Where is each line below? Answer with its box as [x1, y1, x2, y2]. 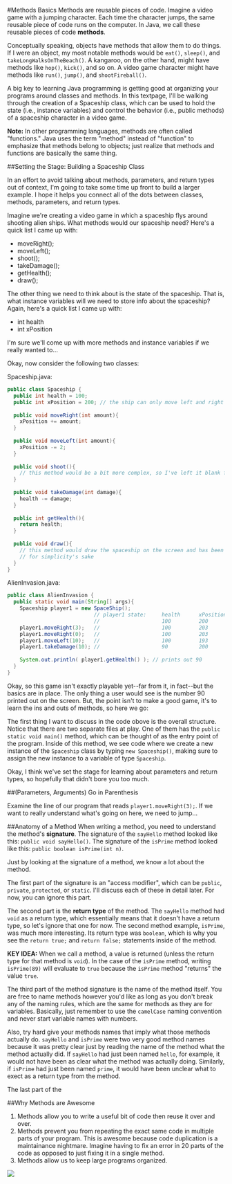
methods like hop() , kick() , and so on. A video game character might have [7, 64, 220, 71]
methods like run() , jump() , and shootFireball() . [7, 71, 147, 79]
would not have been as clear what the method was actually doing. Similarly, [7, 1057, 225, 1065]
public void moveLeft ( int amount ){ [13, 437, 116, 444]
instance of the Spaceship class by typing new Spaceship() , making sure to [7, 747, 218, 755]
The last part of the [7, 1085, 62, 1093]
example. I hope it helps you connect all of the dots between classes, [7, 190, 204, 199]
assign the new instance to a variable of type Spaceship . [7, 754, 166, 762]
